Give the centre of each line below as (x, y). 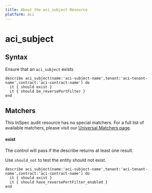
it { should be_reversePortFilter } (47, 91)
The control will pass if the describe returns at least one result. (69, 150)
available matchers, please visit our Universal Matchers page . (68, 128)
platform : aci (20, 14)
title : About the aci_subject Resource (46, 10)
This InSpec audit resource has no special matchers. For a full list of (75, 123)
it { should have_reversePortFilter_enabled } (59, 182)
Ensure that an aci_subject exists (39, 69)
